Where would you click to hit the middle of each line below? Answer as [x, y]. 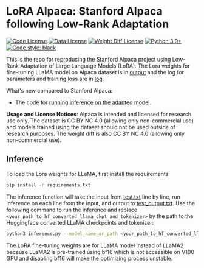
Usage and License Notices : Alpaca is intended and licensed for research [99, 114]
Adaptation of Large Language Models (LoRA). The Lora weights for [105, 66]
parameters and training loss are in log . [55, 79]
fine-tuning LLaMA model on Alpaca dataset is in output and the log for [95, 72]
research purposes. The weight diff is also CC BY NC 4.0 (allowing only [96, 133]
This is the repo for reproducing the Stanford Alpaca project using [89, 59]
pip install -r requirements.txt [49, 185]
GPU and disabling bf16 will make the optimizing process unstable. [90, 258]
